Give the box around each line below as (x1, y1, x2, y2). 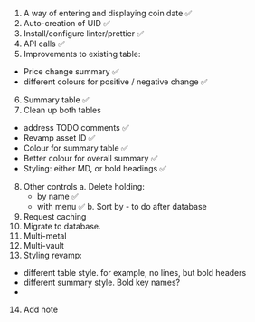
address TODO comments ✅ (23, 122, 129, 132)
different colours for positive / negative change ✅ (23, 76, 208, 87)
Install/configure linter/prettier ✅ (23, 28, 144, 39)
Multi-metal (23, 230, 67, 241)
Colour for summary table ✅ (23, 142, 128, 153)
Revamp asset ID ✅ (23, 132, 96, 143)
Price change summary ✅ (23, 66, 119, 76)
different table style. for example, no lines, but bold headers (23, 268, 247, 278)
